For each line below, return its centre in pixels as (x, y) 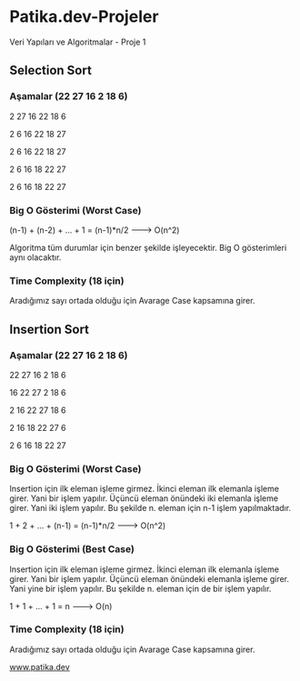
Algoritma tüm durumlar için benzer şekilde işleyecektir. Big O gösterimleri (148, 247)
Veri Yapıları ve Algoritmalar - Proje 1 (78, 42)
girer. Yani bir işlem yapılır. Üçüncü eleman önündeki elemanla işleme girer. (149, 578)
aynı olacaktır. (35, 257)
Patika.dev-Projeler (84, 17)
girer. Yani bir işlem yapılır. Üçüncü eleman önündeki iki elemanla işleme (144, 498)
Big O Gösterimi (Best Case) (72, 549)
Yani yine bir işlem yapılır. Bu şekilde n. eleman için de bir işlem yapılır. (140, 588)
